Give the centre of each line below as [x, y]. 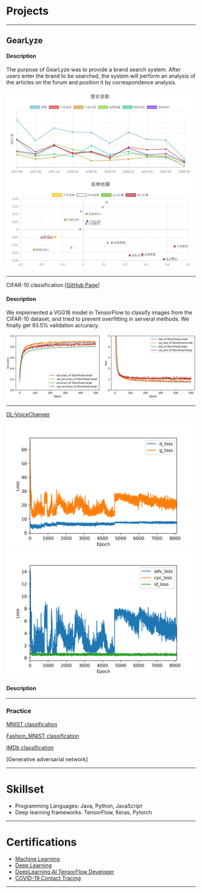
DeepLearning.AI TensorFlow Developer [64, 871]
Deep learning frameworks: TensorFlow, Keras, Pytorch [83, 812]
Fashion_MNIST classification [43, 736]
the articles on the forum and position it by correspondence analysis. [91, 82]
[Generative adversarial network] [47, 759]
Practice [19, 711]
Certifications [41, 842]
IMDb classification [30, 747]
